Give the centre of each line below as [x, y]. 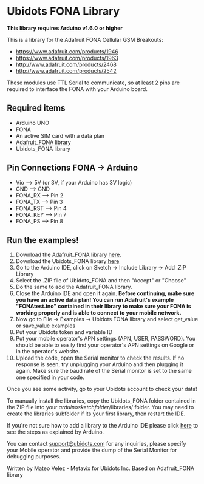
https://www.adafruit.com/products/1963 [67, 58]
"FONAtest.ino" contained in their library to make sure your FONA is [103, 306]
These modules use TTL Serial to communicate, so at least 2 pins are [93, 83]
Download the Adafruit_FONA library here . [69, 255]
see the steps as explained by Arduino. [56, 432]
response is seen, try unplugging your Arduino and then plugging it [100, 364]
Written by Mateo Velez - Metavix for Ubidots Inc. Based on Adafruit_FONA [101, 468]
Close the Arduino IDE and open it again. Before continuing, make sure [105, 293]
